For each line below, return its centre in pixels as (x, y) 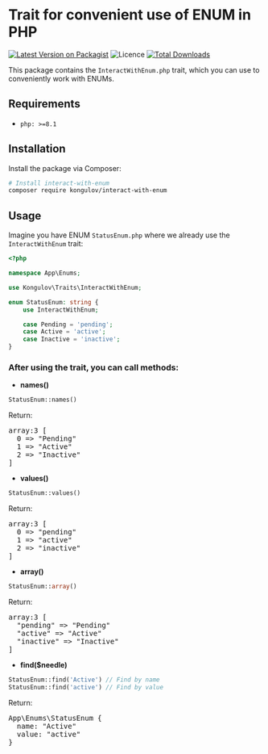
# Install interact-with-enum (59, 183)
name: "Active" (46, 726)
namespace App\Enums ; (45, 273)
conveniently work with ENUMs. (61, 78)
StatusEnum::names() (43, 400)
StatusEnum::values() (45, 493)
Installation (37, 149)
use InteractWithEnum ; (61, 310)
